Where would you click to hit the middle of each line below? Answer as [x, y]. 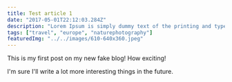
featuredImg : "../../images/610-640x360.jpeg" [75, 39]
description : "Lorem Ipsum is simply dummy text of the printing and [109, 26]
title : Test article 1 [40, 13]
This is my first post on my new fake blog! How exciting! [87, 58]
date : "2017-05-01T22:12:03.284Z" [57, 20]
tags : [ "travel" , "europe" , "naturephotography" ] [80, 32]
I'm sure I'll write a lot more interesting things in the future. [90, 72]
